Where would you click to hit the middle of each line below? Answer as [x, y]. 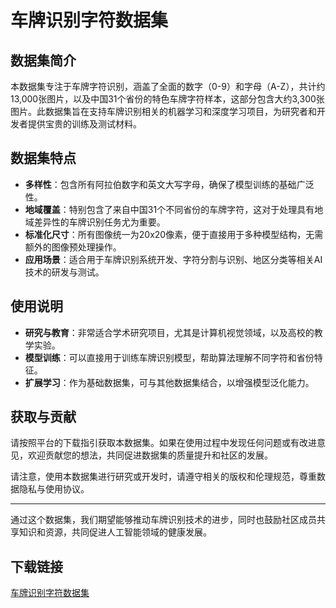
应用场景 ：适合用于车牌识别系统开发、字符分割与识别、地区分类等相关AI [173, 259]
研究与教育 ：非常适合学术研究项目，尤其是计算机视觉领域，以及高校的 [169, 332]
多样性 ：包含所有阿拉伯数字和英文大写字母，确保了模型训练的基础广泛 [169, 184]
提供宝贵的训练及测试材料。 [84, 124]
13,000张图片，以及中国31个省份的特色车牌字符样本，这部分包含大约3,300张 [167, 99]
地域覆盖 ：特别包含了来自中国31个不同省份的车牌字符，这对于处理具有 [169, 209]
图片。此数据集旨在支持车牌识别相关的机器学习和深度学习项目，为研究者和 [163, 111]
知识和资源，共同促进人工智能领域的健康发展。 [115, 532]
